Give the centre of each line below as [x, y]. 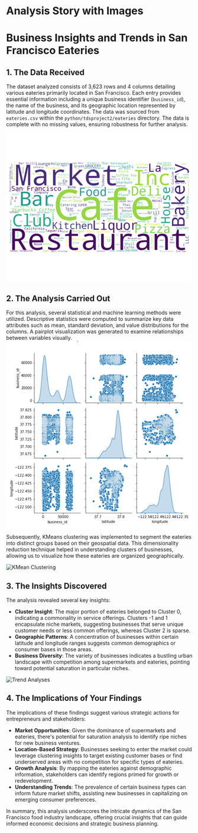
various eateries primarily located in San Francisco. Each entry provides [94, 93]
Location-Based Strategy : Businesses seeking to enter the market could [103, 749]
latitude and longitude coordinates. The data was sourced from [83, 112]
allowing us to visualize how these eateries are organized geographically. [95, 556]
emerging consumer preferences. [55, 799]
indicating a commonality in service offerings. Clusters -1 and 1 [91, 618]
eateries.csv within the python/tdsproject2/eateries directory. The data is [98, 118]
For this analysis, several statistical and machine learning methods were [94, 313]
